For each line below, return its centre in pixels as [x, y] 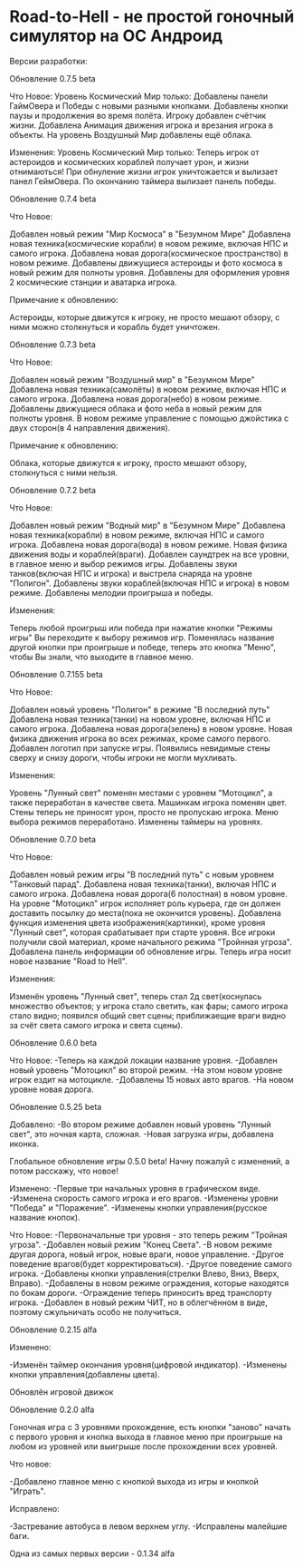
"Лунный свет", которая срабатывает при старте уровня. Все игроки [142, 932]
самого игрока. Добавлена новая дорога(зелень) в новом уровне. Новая [151, 728]
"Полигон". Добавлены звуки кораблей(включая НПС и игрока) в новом [149, 583]
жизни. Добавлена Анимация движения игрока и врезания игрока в [142, 125]
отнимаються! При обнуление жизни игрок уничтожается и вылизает [144, 171]
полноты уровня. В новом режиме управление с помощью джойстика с [149, 418]
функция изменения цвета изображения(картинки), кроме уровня [137, 922]
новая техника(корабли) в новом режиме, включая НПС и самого [137, 535]
